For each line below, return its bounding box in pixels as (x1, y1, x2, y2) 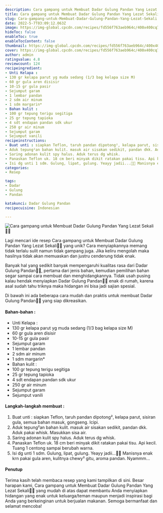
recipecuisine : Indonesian (5, 205, 60, 211)
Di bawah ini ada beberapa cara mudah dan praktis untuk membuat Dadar (5, 293, 153, 299)
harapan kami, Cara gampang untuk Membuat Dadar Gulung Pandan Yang (5, 482, 153, 488)
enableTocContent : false (5, 39, 55, 44)
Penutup (5, 466, 23, 472)
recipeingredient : (5, 66, 42, 71)
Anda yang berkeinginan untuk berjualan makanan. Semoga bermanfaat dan (5, 498, 158, 504)
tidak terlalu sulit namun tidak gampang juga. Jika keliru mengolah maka (5, 248, 149, 254)
